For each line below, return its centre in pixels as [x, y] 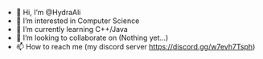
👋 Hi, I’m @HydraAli [48, 12]
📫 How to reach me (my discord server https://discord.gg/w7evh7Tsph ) [136, 47]
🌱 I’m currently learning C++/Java [72, 29]
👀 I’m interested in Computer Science [78, 21]
